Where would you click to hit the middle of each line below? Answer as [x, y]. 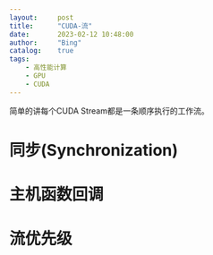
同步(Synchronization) [94, 150]
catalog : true [42, 51]
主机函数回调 [57, 194]
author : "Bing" [46, 42]
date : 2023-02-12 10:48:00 [72, 34]
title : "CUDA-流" [51, 26]
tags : [19, 59]
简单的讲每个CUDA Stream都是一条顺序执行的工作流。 [109, 110]
